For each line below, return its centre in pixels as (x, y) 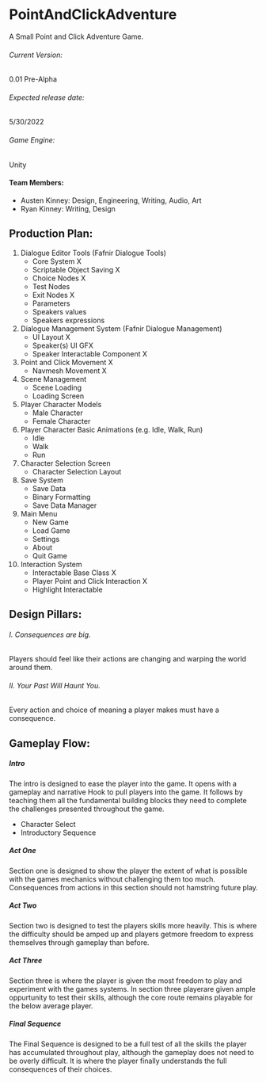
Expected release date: (47, 97)
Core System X (57, 261)
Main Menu (39, 513)
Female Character (61, 421)
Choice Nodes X (59, 278)
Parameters (51, 303)
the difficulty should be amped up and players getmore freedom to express (131, 934)
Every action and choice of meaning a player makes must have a (114, 710)
